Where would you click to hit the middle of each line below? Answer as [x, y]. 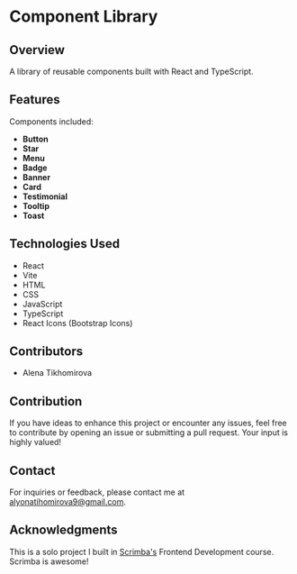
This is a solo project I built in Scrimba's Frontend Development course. [142, 551]
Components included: [51, 121]
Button [36, 139]
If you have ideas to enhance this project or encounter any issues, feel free [148, 423]
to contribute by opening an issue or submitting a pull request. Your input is [149, 433]
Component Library [84, 17]
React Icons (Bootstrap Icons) [77, 323]
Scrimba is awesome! [49, 561]
